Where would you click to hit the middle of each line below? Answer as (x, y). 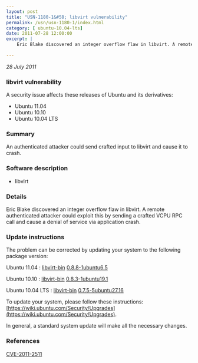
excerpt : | (19, 39)
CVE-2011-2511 (24, 354)
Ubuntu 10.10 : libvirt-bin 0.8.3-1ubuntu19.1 (57, 279)
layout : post (22, 11)
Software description (37, 169)
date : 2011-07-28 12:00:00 (39, 34)
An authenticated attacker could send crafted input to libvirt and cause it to (97, 147)
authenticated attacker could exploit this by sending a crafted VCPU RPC (94, 215)
